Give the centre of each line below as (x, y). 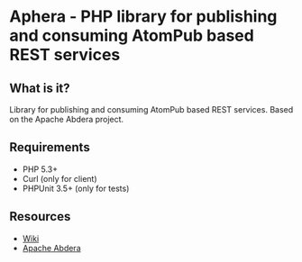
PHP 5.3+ (40, 169)
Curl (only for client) (59, 178)
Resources (40, 217)
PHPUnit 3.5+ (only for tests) (76, 188)
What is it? (40, 88)
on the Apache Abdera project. (67, 119)
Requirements (50, 147)
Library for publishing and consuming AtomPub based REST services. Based (151, 109)
